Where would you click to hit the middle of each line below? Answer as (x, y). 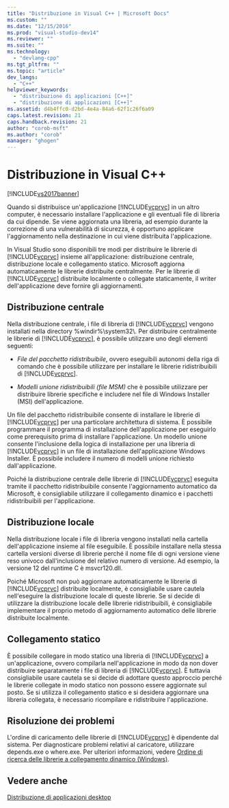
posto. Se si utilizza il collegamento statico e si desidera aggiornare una (108, 692)
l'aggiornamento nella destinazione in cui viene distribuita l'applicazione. (109, 236)
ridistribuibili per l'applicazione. (51, 500)
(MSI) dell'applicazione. (50, 401)
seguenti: (20, 345)
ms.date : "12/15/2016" (39, 26)
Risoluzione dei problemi (61, 721)
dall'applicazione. (32, 465)
